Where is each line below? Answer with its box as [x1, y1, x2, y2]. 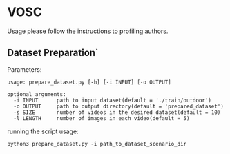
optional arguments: [7, 90, 67, 97]
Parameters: [7, 65, 42, 73]
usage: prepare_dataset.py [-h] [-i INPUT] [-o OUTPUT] [7, 79, 171, 86]
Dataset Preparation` [7, 47, 99, 59]
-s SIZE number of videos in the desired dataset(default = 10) [13, 108, 221, 116]
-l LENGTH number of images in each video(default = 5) [13, 115, 190, 122]
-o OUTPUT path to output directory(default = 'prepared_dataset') [13, 103, 224, 110]
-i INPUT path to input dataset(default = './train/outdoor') [13, 97, 212, 104]
